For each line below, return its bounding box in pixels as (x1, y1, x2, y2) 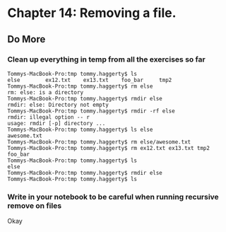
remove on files (7, 200, 62, 210)
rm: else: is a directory (7, 88, 83, 96)
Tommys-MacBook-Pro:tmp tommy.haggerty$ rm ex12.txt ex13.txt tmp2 (7, 144, 210, 151)
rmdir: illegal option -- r (7, 113, 90, 121)
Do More (7, 33, 46, 45)
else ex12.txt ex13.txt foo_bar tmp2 (7, 76, 172, 83)
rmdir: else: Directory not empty (7, 101, 109, 108)
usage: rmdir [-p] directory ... (7, 120, 106, 127)
